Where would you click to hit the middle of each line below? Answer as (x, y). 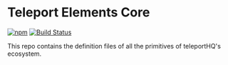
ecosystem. (25, 54)
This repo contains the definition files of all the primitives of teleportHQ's (114, 46)
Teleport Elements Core (79, 12)
